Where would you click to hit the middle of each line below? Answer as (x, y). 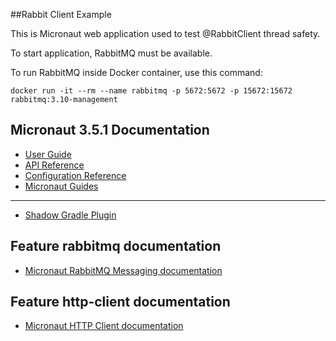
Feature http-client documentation (120, 302)
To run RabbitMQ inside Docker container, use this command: (136, 72)
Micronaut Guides (61, 186)
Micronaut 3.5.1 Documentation (110, 130)
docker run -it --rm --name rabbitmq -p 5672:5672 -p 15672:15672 (151, 91)
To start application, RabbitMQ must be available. (111, 53)
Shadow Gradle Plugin (70, 215)
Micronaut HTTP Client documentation (104, 326)
